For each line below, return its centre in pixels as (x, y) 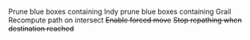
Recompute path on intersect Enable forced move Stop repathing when (125, 20)
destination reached (41, 28)
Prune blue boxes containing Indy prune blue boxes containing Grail (120, 12)
